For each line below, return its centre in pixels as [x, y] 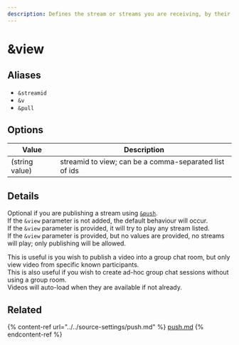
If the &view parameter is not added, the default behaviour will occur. [108, 221]
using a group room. [37, 280]
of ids [70, 171]
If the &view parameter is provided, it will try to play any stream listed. [108, 228]
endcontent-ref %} [35, 334]
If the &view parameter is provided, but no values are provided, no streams [116, 236]
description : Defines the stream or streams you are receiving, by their [119, 14]
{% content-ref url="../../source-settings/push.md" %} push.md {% [106, 327]
